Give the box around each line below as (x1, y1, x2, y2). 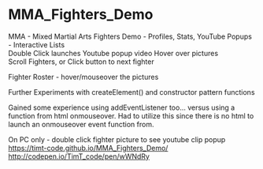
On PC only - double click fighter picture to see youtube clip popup (8, 134, 226, 144)
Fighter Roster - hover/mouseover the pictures (8, 72, 159, 81)
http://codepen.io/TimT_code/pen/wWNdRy (8, 152, 150, 161)
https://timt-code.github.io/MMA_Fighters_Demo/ (8, 143, 169, 152)
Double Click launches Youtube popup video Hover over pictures (8, 48, 219, 58)
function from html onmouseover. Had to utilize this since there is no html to (8, 111, 254, 120)
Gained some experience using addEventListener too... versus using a (8, 103, 235, 112)
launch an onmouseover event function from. (8, 119, 154, 129)
